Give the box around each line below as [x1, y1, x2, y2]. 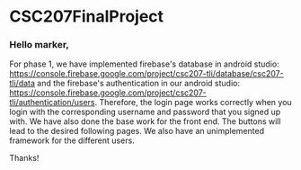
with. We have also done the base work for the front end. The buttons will [9, 116, 281, 127]
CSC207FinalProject [9, 6, 164, 27]
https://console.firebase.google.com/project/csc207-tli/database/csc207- [9, 68, 285, 79]
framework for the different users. [9, 135, 135, 146]
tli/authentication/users [9, 97, 95, 108]
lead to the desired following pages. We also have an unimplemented [9, 126, 265, 137]
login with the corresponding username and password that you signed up [9, 106, 281, 118]
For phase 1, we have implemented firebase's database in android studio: [9, 58, 280, 69]
